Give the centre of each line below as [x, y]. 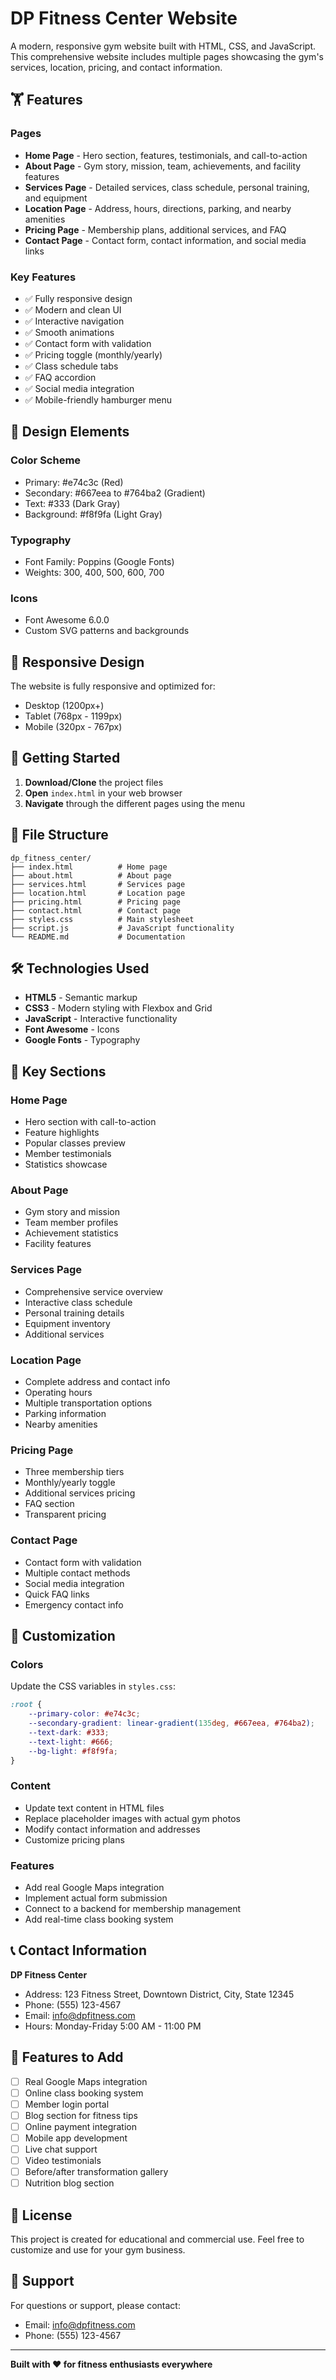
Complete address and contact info [97, 1382]
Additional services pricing [80, 1493]
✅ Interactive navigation [74, 321]
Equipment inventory [67, 1323]
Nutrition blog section [69, 2183]
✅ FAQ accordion [60, 377]
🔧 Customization [63, 1636]
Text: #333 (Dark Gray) [72, 503]
